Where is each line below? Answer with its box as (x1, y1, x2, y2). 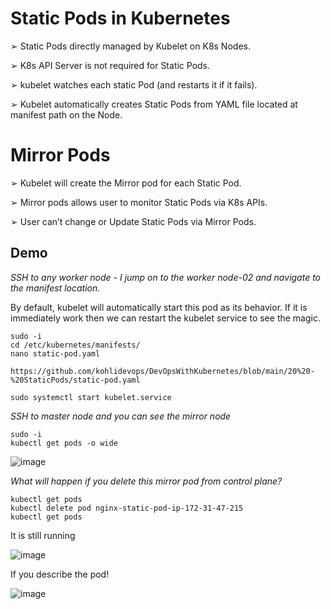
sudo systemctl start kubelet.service (10, 392, 172, 402)
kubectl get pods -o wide (10, 438, 118, 448)
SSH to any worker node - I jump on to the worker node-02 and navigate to (10, 271, 322, 283)
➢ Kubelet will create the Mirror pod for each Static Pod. (10, 177, 242, 189)
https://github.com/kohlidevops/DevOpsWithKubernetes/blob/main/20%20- (10, 366, 315, 376)
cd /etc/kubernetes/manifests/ (10, 340, 141, 350)
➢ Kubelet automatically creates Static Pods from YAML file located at (10, 98, 298, 110)
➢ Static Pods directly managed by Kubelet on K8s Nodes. (10, 40, 251, 52)
